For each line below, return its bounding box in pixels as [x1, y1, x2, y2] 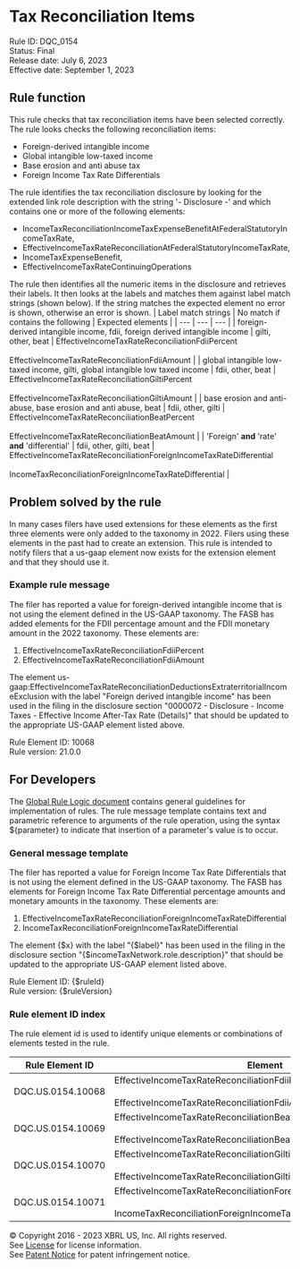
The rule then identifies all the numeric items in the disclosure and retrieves [9, 278, 287, 289]
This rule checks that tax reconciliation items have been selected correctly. [9, 114, 286, 124]
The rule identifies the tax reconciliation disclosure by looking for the [9, 186, 262, 198]
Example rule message [9, 579, 110, 592]
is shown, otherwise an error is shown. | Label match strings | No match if [9, 307, 280, 318]
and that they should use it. [9, 557, 110, 567]
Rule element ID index [9, 1008, 105, 1020]
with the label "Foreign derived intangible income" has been [50, 691, 271, 702]
